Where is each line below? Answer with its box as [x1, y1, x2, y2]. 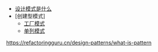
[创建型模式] [14, 12, 46, 19]
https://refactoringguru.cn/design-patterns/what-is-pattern [6, 39, 152, 46]
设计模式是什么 [14, 5, 52, 12]
